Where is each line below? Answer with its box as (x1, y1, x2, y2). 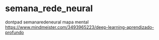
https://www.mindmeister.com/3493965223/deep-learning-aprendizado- (5, 24, 154, 30)
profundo (5, 29, 24, 35)
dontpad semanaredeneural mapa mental (5, 19, 89, 25)
